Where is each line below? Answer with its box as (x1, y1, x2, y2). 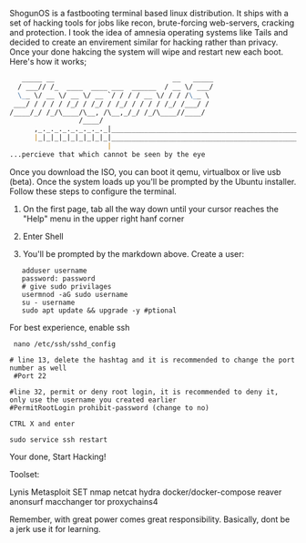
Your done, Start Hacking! (9, 451, 107, 462)
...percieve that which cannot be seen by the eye (9, 149, 206, 159)
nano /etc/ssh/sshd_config (13, 339, 117, 349)
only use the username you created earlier (9, 395, 178, 405)
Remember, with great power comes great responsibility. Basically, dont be (9, 514, 291, 525)
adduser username (21, 266, 88, 275)
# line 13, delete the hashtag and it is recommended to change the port (9, 355, 296, 364)
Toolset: (9, 468, 40, 479)
